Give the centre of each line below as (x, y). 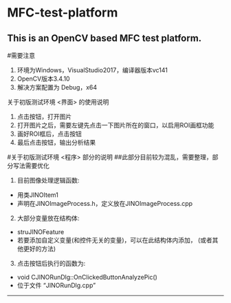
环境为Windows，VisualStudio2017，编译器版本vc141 (92, 70)
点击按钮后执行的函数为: (51, 263)
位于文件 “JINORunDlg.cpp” (56, 285)
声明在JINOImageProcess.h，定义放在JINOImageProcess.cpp (105, 203)
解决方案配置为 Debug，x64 (57, 87)
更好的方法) (40, 249)
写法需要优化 (31, 166)
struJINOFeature (41, 232)
